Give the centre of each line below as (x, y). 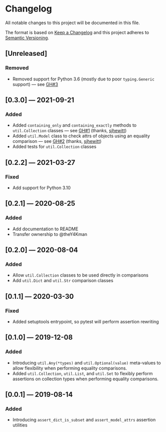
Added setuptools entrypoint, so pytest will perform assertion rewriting (86, 322)
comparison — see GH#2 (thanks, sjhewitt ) (57, 141)
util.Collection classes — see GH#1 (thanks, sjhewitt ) (69, 131)
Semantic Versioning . (27, 38)
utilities (20, 425)
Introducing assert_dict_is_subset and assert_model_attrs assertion (84, 420)
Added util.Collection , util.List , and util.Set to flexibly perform (82, 373)
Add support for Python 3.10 (42, 188)
